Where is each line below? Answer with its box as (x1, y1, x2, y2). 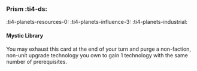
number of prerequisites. (6, 58, 68, 65)
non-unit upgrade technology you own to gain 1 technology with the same (6, 51, 189, 58)
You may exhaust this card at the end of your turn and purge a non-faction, (6, 45, 192, 53)
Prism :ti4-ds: (6, 5, 48, 13)
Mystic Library (6, 32, 44, 39)
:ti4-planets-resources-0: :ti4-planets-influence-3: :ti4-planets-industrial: (6, 18, 187, 26)
